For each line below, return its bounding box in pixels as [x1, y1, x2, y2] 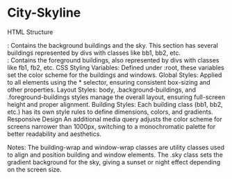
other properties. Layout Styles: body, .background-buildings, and [7, 85, 197, 94]
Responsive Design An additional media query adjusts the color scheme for [7, 114, 222, 123]
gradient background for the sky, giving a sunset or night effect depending [7, 157, 221, 166]
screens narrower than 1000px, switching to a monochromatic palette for [7, 122, 216, 130]
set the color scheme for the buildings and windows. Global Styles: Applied [7, 71, 222, 79]
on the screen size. [7, 165, 63, 173]
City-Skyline [7, 5, 81, 21]
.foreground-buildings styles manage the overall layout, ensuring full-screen [7, 92, 226, 101]
